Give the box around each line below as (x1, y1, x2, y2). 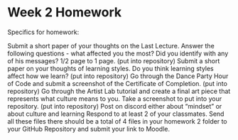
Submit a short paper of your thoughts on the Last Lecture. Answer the (7, 41, 215, 50)
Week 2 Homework (7, 4, 122, 21)
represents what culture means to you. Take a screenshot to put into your (7, 94, 222, 103)
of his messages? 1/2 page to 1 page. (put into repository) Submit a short (7, 56, 220, 65)
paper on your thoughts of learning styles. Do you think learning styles (7, 64, 215, 72)
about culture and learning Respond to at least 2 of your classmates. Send (7, 109, 225, 118)
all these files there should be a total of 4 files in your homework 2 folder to (7, 117, 227, 125)
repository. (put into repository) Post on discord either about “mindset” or (7, 102, 222, 110)
